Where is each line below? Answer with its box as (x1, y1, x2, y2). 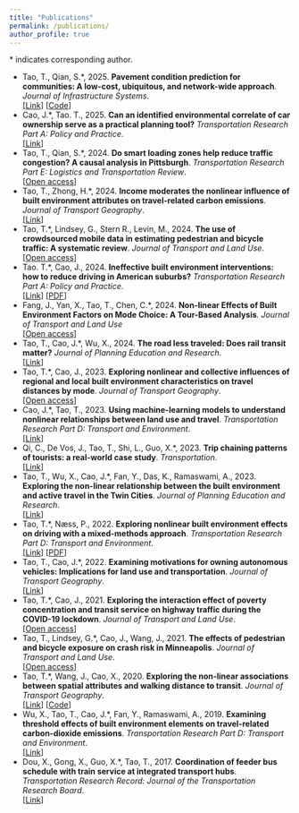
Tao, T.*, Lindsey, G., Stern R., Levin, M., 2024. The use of (21, 224, 237, 235)
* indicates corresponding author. (9, 55, 133, 65)
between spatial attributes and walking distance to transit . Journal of (21, 680, 284, 691)
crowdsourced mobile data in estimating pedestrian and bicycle (21, 234, 264, 244)
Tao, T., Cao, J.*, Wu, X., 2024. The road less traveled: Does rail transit (21, 338, 287, 349)
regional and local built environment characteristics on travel (21, 376, 253, 387)
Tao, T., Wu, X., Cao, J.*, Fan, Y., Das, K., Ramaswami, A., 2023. (21, 471, 257, 482)
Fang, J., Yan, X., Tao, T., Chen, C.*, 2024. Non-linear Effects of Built (21, 300, 278, 311)
